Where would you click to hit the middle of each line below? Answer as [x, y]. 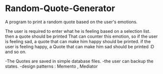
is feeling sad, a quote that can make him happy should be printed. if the [78, 41]
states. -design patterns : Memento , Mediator [51, 66]
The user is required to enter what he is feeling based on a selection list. [78, 31]
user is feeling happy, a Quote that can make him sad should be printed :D [80, 46]
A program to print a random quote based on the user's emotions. [71, 22]
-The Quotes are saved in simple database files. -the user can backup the [79, 61]
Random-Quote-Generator [60, 8]
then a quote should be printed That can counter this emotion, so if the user [81, 36]
